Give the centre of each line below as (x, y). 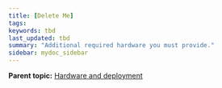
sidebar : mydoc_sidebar (48, 53)
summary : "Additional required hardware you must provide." (112, 46)
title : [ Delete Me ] (41, 16)
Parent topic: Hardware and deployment (75, 76)
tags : (17, 23)
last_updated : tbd (39, 38)
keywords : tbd (32, 30)
